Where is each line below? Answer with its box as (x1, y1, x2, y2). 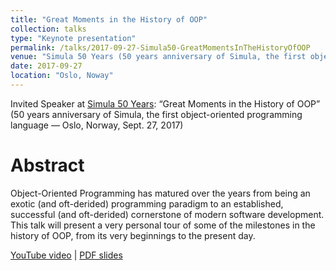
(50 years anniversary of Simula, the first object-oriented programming (10, 108, 303, 120)
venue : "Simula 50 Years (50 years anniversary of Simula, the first (10, 52, 307, 62)
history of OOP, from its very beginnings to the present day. (10, 229, 256, 241)
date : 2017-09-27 (10, 61, 83, 71)
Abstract (10, 154, 85, 177)
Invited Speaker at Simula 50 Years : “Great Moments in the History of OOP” (10, 97, 321, 110)
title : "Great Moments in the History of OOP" (10, 14, 208, 25)
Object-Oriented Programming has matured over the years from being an (10, 187, 311, 199)
